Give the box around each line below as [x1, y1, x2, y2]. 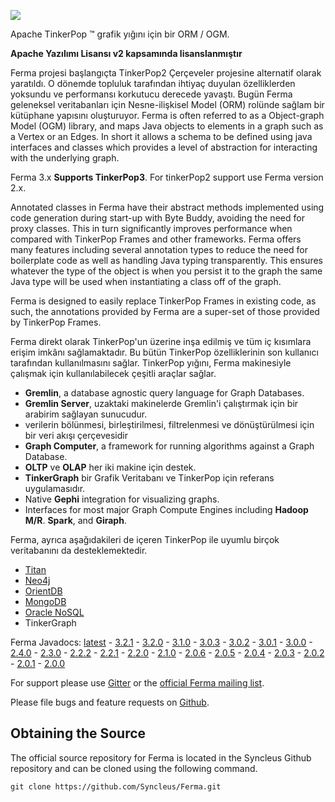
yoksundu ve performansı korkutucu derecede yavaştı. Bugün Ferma [10, 88, 293, 100]
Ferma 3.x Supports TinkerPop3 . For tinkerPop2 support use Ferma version [10, 171, 324, 183]
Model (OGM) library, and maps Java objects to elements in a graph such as [10, 120, 324, 132]
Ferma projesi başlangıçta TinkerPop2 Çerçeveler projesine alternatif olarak [10, 67, 322, 79]
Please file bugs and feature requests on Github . [10, 696, 210, 708]
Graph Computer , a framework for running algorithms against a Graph [24, 440, 315, 452]
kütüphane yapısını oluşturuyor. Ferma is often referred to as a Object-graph [10, 110, 325, 121]
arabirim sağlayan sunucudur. [24, 408, 148, 420]
